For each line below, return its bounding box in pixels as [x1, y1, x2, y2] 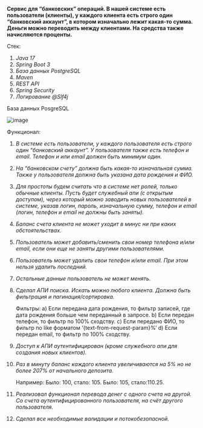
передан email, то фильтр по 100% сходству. [15, 330, 131, 338]
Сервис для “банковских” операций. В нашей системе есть [7, 5, 166, 12]
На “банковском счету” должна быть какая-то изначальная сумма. [15, 165, 193, 172]
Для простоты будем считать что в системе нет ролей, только [15, 183, 178, 190]
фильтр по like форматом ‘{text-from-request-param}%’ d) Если [15, 324, 178, 331]
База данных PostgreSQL [15, 67, 81, 75]
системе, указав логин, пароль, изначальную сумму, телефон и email [15, 202, 197, 209]
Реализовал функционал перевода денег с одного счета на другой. [15, 390, 192, 398]
